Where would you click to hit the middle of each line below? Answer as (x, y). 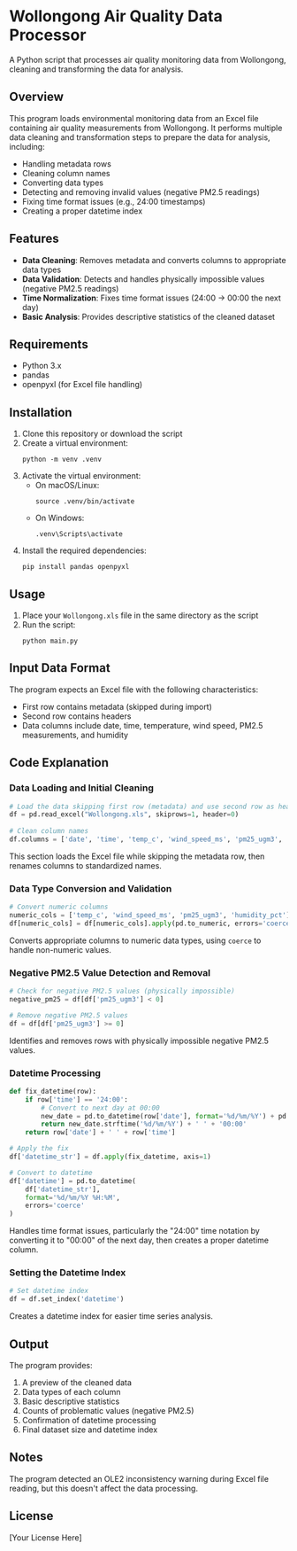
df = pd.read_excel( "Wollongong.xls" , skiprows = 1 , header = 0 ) (124, 814)
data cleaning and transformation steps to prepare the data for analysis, (140, 137)
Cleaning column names (66, 173)
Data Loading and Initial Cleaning (82, 788)
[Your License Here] (46, 1537)
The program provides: (51, 1365)
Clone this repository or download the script (102, 434)
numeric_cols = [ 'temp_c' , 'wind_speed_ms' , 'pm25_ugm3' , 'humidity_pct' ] (150, 916)
